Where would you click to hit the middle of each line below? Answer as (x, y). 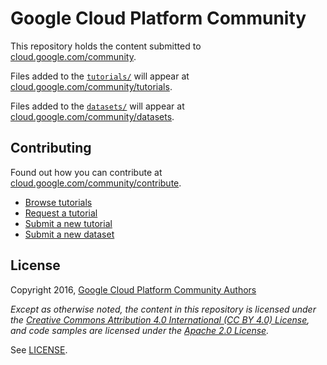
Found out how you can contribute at (86, 172)
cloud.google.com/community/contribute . (96, 183)
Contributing (51, 148)
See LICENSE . (39, 349)
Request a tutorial (61, 213)
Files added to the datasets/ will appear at (97, 106)
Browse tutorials (58, 202)
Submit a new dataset (69, 234)
